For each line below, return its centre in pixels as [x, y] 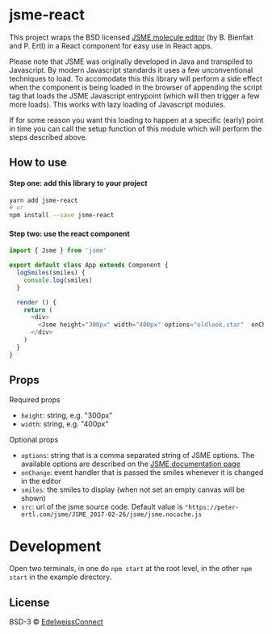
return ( [38, 310]
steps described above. [48, 137]
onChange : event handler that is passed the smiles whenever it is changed [142, 472]
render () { [37, 302]
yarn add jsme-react [44, 200]
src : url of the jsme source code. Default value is [102, 506]
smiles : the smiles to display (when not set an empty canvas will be [133, 489]
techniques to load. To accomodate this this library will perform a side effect [136, 78]
